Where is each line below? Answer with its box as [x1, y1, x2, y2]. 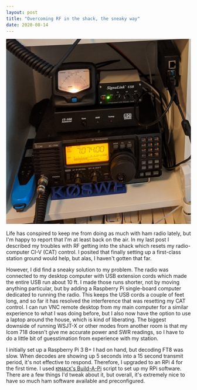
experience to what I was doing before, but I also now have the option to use [6, 310, 191, 317]
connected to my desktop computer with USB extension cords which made [6, 273, 188, 280]
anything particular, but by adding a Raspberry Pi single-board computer [6, 285, 182, 292]
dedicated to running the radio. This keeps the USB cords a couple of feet [6, 291, 185, 298]
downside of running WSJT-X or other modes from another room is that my [6, 322, 188, 330]
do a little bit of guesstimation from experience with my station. [6, 335, 159, 342]
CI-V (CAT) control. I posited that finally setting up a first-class [30, 248, 181, 255]
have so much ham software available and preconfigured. [6, 378, 145, 385]
